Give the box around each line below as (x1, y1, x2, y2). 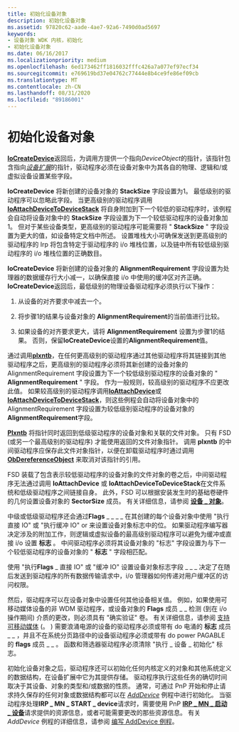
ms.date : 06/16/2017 (7, 50, 69, 58)
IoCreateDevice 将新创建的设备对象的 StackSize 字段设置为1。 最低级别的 (7, 186, 225, 195)
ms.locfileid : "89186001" (7, 97, 84, 104)
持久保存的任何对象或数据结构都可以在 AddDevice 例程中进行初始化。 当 (13, 690, 225, 699)
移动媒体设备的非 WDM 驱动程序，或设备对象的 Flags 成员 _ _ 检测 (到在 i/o (7, 604, 228, 613)
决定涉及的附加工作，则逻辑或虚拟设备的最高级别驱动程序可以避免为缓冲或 (7, 529, 225, 538)
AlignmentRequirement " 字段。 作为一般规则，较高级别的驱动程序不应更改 (7, 377, 230, 386)
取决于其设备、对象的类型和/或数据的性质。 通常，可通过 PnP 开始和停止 (7, 682, 221, 690)
